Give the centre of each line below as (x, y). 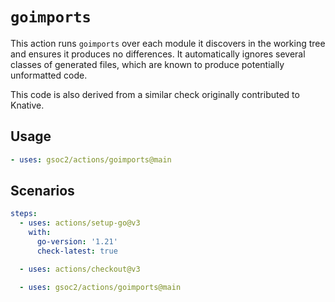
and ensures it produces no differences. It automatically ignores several (158, 54)
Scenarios (42, 191)
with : (40, 233)
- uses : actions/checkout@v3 (80, 269)
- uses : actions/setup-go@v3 (80, 223)
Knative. (27, 105)
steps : (24, 214)
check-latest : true (77, 251)
